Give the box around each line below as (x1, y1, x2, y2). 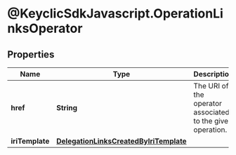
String (55, 103, 78, 112)
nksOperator (7, 20, 83, 36)
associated (193, 107, 230, 117)
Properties (7, 48, 55, 60)
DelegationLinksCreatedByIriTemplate (55, 136, 188, 146)
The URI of (193, 81, 229, 90)
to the (193, 116, 213, 126)
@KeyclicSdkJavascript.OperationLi (7, 6, 223, 22)
